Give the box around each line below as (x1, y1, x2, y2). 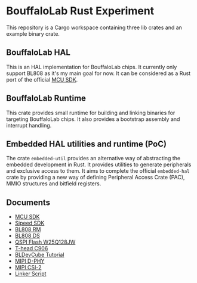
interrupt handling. (6, 122, 52, 129)
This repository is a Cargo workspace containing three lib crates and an (6, 24, 182, 31)
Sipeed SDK (14, 219, 45, 227)
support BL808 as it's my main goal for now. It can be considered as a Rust (6, 70, 191, 77)
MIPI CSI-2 (14, 264, 42, 271)
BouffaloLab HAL (6, 48, 70, 58)
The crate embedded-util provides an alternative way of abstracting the (6, 155, 181, 162)
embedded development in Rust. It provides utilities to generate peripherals (6, 161, 192, 168)
